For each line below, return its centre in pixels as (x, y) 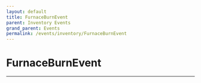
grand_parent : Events (33, 28)
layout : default (26, 12)
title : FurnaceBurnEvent (37, 17)
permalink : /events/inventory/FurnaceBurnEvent (67, 34)
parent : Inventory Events (38, 23)
